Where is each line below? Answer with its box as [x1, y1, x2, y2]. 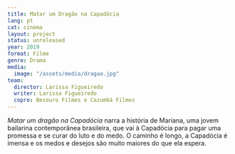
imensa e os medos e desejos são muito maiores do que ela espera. [7, 139, 207, 147]
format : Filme [7, 51, 50, 58]
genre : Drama [7, 57, 46, 64]
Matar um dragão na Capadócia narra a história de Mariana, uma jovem [7, 116, 219, 125]
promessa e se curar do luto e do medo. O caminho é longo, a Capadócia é [7, 131, 228, 140]
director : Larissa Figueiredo [14, 83, 103, 91]
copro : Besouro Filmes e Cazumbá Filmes [14, 97, 135, 104]
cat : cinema [7, 24, 43, 31]
